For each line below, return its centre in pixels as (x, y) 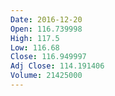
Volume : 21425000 (46, 76)
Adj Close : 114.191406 (57, 66)
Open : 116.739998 (46, 29)
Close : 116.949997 (48, 57)
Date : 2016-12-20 (46, 19)
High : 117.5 (35, 38)
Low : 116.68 (35, 47)
